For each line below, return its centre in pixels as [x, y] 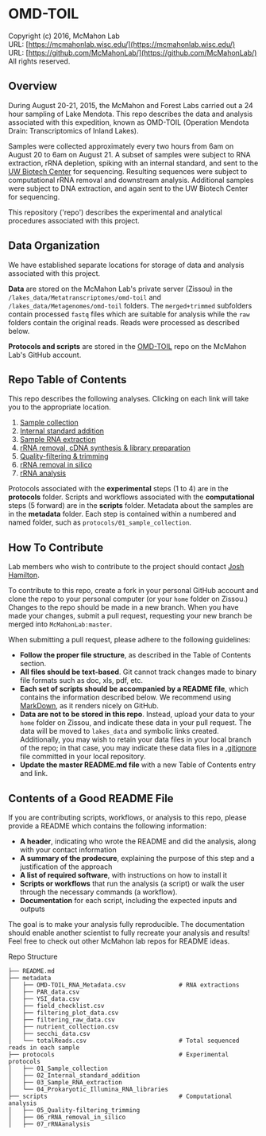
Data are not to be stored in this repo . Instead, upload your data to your [137, 714]
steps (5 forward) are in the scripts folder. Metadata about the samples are [131, 506]
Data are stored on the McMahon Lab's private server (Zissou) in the [120, 289]
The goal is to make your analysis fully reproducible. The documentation [126, 924]
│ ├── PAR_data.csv [44, 992]
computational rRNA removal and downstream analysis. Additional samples [131, 180]
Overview [33, 86]
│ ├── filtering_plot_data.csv [64, 1013]
